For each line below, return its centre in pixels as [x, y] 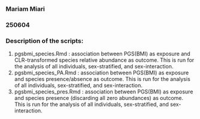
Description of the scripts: [45, 40]
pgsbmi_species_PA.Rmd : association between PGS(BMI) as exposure [101, 73]
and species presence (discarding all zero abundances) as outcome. [99, 98]
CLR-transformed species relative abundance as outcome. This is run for [104, 60]
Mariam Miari [25, 9]
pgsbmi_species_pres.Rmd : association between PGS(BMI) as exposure [104, 92]
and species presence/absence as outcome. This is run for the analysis [102, 79]
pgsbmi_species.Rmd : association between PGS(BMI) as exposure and [102, 54]
